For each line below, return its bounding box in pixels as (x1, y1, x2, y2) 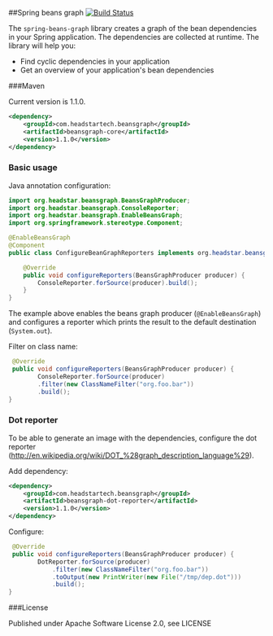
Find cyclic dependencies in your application (19, 57, 171, 66)
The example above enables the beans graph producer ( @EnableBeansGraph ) (8, 309, 262, 318)
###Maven (8, 81, 45, 90)
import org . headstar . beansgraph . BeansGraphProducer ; (8, 196, 191, 204)
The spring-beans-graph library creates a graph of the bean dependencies (8, 24, 258, 33)
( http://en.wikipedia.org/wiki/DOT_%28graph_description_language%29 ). (8, 450, 254, 460)
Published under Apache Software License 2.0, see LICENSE (8, 619, 212, 629)
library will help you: (8, 41, 76, 50)
